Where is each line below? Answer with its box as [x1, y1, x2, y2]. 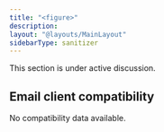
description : [9, 22, 59, 31]
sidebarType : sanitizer [9, 38, 99, 48]
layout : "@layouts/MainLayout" [9, 30, 127, 39]
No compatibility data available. [9, 113, 126, 124]
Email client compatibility [9, 89, 155, 104]
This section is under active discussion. [9, 63, 156, 74]
